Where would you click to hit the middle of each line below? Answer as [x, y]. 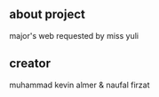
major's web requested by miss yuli [74, 35]
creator [30, 64]
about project [48, 15]
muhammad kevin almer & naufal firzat [79, 85]
